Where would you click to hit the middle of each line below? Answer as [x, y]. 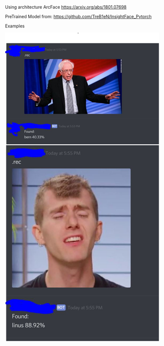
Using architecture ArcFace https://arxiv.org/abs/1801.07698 [66, 7]
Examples [15, 26]
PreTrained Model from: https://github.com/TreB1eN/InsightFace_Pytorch [78, 16]
